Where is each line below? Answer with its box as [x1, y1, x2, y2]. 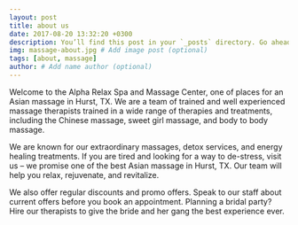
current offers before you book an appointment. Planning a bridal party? [9, 196, 272, 206]
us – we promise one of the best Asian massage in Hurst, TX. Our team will [9, 160, 282, 171]
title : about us [9, 21, 69, 30]
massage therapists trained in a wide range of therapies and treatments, [9, 105, 273, 116]
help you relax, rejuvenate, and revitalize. [9, 169, 160, 180]
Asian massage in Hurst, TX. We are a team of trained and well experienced [9, 96, 286, 106]
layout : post [9, 12, 58, 22]
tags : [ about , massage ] [9, 54, 98, 63]
